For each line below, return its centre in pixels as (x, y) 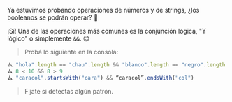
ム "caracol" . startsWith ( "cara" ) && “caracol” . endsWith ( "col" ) (101, 78)
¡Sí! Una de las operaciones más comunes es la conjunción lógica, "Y (107, 31)
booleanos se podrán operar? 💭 (53, 17)
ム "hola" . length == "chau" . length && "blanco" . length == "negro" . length (116, 65)
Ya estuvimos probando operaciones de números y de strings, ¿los (103, 10)
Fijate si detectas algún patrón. (69, 91)
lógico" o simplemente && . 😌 (49, 38)
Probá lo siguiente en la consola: (71, 52)
